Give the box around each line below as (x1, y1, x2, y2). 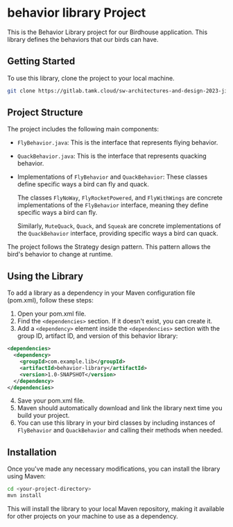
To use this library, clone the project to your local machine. (7, 74, 175, 82)
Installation (7, 446, 57, 458)
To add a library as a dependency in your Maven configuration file (7, 289, 196, 297)
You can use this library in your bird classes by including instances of (17, 419, 216, 427)
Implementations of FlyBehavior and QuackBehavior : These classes (17, 172, 208, 181)
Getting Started (7, 56, 76, 67)
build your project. (17, 412, 70, 420)
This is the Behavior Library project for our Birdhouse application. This (7, 28, 208, 36)
